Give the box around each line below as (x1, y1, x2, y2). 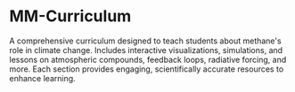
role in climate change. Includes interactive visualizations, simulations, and (9, 44, 283, 55)
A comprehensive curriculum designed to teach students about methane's (9, 35, 283, 46)
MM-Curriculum (9, 6, 132, 27)
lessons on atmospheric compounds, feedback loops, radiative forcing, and (9, 54, 287, 65)
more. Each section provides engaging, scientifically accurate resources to (9, 64, 284, 74)
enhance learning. (9, 73, 76, 83)
